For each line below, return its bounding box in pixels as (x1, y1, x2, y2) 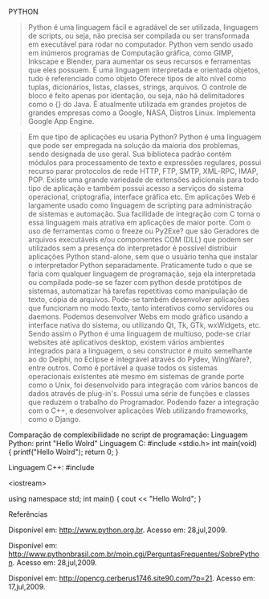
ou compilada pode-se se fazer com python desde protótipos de (27, 278, 243, 287)
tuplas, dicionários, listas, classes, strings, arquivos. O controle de (27, 82, 247, 92)
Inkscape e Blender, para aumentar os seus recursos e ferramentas (27, 56, 251, 66)
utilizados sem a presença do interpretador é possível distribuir (27, 243, 238, 253)
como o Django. (27, 415, 81, 423)
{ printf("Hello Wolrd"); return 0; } (8, 447, 119, 456)
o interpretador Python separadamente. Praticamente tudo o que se (27, 261, 253, 270)
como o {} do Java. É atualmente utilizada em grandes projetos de (27, 100, 247, 109)
